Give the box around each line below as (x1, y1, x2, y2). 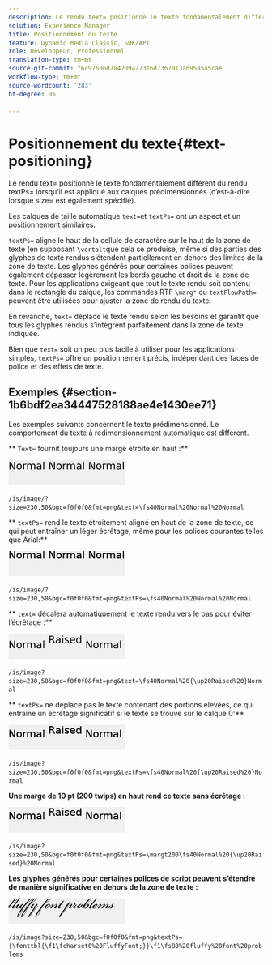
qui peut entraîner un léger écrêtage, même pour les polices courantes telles (8, 527, 264, 536)
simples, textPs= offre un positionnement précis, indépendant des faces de (8, 353, 259, 363)
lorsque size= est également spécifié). (8, 195, 136, 206)
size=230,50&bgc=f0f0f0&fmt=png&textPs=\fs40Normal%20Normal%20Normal (8, 595, 252, 603)
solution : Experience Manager (8, 21, 111, 30)
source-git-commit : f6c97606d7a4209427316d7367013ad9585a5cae (8, 65, 223, 73)
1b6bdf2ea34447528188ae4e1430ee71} (8, 398, 217, 412)
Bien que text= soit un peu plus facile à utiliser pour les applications (8, 344, 235, 354)
